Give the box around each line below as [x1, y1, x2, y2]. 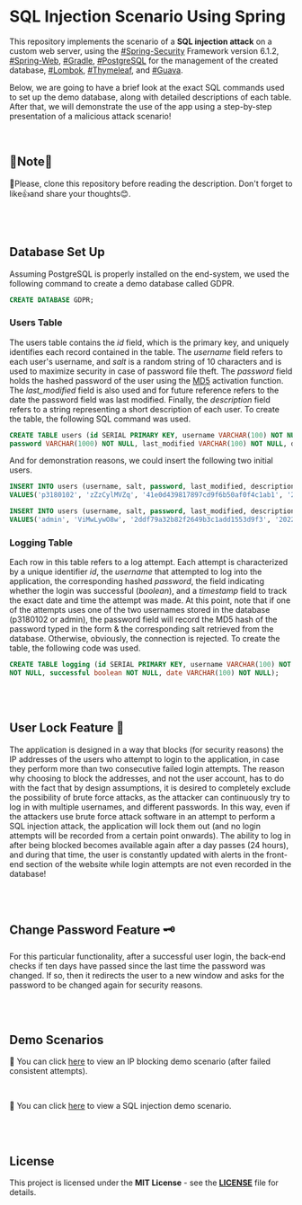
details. [9, 1187, 37, 1198]
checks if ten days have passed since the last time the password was [9, 960, 266, 971]
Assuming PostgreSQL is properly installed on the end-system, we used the [9, 268, 289, 279]
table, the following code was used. [9, 642, 141, 653]
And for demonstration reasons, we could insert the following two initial [9, 456, 274, 466]
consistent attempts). [9, 1066, 88, 1077]
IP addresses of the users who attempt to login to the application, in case [9, 753, 280, 765]
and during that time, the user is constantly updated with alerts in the [9, 849, 265, 860]
